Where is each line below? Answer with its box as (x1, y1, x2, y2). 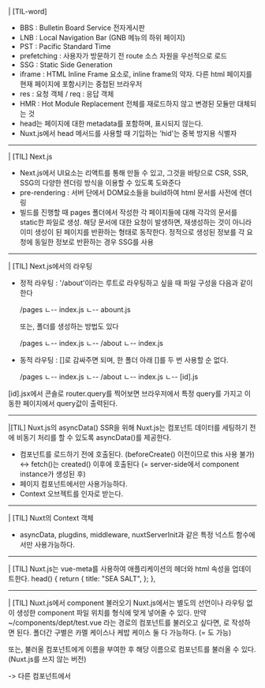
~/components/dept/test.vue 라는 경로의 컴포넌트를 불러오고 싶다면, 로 (8, 618, 230, 627)
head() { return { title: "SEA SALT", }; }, (31, 574, 156, 583)
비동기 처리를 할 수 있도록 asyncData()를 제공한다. (16, 433, 172, 442)
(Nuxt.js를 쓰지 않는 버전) (8, 655, 87, 664)
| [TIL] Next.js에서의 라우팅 (8, 261, 93, 271)
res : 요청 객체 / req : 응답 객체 (19, 89, 114, 98)
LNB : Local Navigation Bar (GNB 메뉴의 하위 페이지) (19, 33, 185, 42)
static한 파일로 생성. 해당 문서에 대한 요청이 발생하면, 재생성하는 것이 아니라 (19, 217, 252, 227)
